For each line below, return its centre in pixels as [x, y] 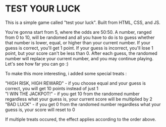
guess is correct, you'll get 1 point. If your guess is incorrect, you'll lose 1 [79, 48]
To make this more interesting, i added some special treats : [66, 73]
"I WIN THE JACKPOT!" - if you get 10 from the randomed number [73, 94]
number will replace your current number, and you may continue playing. [79, 58]
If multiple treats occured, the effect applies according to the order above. [81, 119]
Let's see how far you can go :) [37, 64]
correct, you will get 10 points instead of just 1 [52, 88]
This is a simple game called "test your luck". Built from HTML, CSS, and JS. [83, 22]
